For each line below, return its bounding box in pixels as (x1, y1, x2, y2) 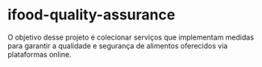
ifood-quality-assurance (7, 6, 176, 24)
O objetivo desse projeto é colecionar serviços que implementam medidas (7, 32, 255, 42)
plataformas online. (7, 49, 72, 59)
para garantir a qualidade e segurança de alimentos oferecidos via (7, 40, 228, 50)
